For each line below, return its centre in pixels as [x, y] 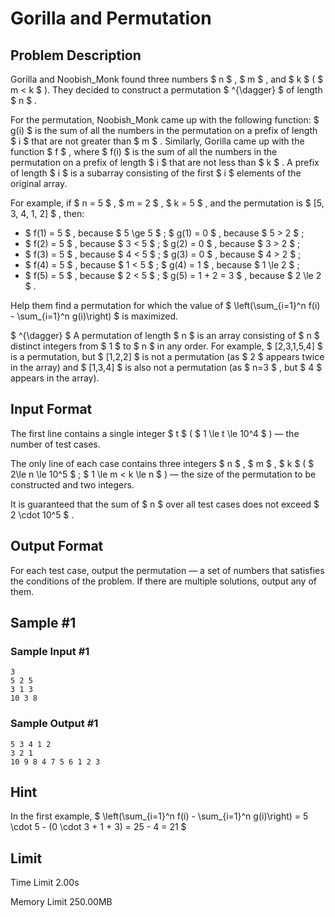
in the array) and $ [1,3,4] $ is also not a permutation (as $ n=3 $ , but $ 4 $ [166, 367]
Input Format [51, 409]
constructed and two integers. [72, 484]
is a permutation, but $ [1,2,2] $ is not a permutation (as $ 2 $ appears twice [167, 356]
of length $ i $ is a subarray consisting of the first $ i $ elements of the [156, 173]
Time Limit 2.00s [45, 883]
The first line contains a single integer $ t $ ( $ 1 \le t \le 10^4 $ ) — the [155, 433]
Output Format [57, 546]
